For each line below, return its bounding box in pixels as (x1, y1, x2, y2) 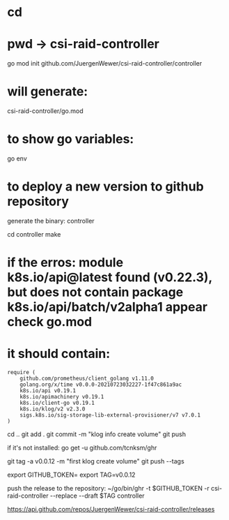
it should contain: (7, 346, 111, 362)
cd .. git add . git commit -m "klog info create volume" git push (7, 430, 187, 438)
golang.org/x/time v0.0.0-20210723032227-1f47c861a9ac (19, 381, 182, 388)
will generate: (7, 84, 88, 100)
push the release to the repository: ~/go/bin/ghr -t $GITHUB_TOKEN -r (7, 484, 210, 493)
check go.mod (7, 314, 93, 330)
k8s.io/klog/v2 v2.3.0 (19, 406, 86, 413)
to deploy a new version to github (7, 179, 204, 195)
